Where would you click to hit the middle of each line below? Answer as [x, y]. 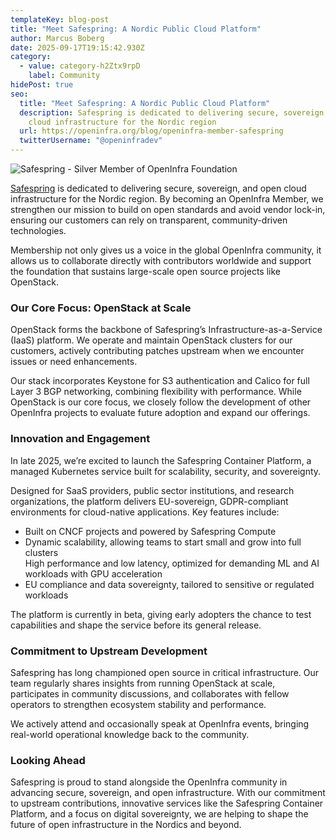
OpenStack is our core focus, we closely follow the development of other [161, 402]
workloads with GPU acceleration [93, 573]
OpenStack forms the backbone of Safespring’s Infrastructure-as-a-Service [166, 330]
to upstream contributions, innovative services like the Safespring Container [167, 803]
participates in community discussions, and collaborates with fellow [150, 693]
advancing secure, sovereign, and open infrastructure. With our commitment [168, 793]
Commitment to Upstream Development [109, 651]
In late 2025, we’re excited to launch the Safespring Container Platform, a [161, 460]
